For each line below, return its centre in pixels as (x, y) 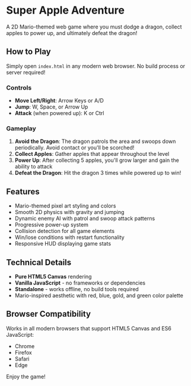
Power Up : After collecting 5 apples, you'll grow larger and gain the (97, 160)
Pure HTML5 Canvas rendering (53, 276)
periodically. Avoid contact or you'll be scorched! (74, 148)
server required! (26, 72)
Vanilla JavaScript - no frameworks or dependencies (80, 283)
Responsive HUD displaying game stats (63, 244)
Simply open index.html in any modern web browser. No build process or (96, 66)
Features (23, 191)
